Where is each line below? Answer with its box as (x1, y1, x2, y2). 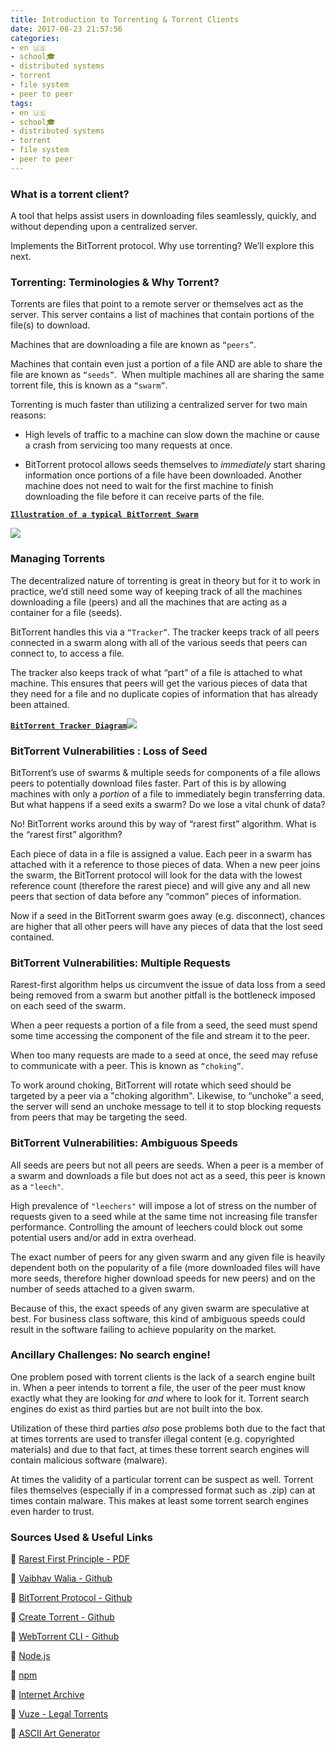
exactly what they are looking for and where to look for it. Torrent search (10, 1392, 310, 1404)
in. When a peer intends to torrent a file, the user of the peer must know (10, 1381, 306, 1393)
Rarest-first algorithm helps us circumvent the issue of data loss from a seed (10, 979, 326, 991)
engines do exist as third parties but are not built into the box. (10, 1402, 263, 1415)
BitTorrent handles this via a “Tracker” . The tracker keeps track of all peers (10, 626, 320, 638)
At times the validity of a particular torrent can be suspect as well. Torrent (10, 1473, 314, 1485)
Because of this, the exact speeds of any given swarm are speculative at (10, 1302, 310, 1314)
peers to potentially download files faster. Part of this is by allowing (10, 777, 287, 789)
